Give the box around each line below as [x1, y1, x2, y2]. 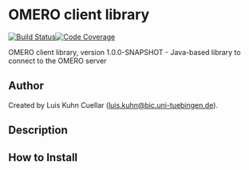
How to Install [8, 150, 78, 164]
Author [8, 79, 44, 93]
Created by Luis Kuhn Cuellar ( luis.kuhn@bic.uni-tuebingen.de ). [8, 100, 218, 109]
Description [8, 124, 68, 137]
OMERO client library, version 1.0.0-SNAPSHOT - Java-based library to [8, 47, 241, 57]
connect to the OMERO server [8, 56, 107, 65]
